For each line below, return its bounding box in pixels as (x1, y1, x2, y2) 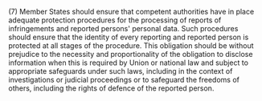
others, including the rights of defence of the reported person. (8, 83, 215, 93)
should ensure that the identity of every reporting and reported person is (8, 32, 249, 42)
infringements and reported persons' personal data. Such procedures (8, 24, 239, 33)
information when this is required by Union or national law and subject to (8, 58, 249, 67)
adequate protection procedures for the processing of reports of (8, 15, 222, 25)
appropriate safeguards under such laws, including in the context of (8, 67, 233, 75)
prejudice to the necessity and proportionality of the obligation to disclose (8, 50, 253, 59)
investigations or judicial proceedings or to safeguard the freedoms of (8, 75, 239, 84)
